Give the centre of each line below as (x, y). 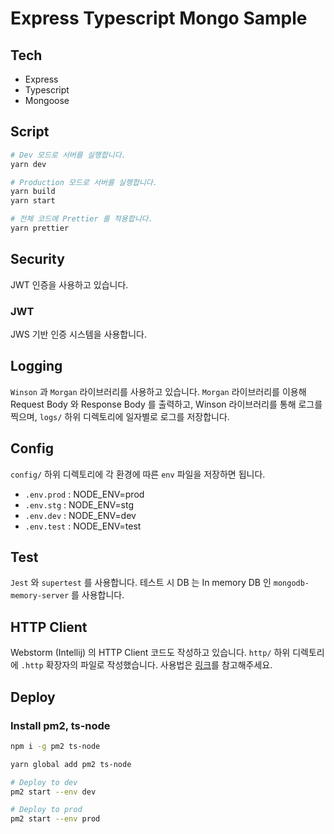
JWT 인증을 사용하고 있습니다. (69, 284)
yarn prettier (40, 228)
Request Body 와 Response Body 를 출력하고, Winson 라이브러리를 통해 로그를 (166, 404)
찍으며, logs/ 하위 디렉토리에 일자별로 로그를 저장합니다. (120, 416)
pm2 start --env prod (55, 819)
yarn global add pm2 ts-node (71, 764)
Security (37, 259)
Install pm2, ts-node (60, 725)
